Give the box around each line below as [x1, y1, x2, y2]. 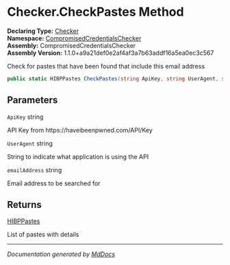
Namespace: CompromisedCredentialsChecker [7, 34, 142, 42]
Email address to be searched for [7, 179, 101, 187]
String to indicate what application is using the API [7, 152, 149, 161]
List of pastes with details [7, 231, 79, 239]
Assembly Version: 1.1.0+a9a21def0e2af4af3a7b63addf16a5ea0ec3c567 [7, 49, 214, 57]
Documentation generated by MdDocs [7, 250, 115, 258]
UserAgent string [7, 139, 53, 148]
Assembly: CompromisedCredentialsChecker [7, 41, 136, 49]
